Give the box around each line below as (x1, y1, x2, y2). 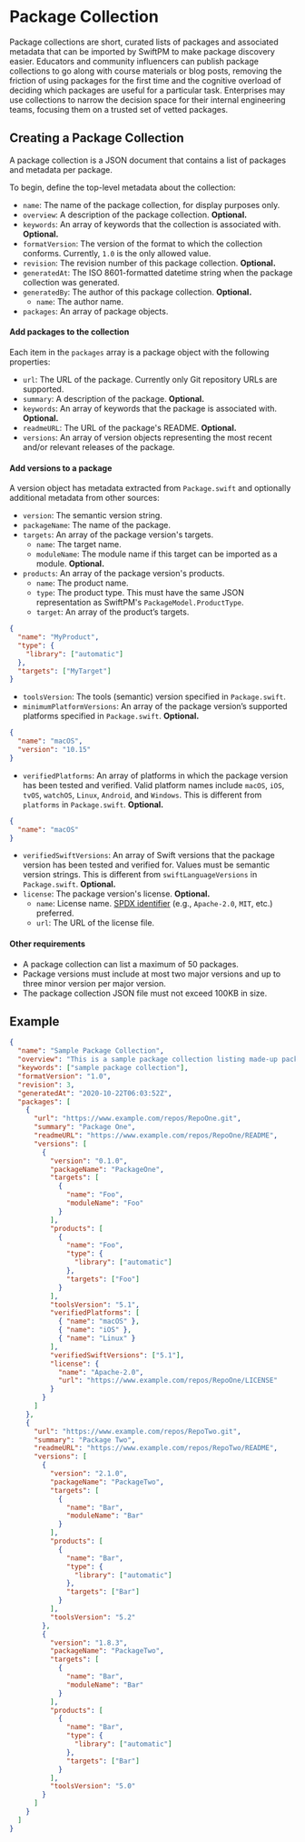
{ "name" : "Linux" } (57, 1334, 136, 1343)
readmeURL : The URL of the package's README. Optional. (22, 422, 238, 433)
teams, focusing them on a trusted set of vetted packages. (9, 104, 229, 115)
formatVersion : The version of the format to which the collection (22, 238, 263, 249)
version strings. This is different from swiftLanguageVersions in (22, 869, 258, 880)
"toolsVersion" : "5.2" (49, 1612, 136, 1622)
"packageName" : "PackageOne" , (49, 1165, 165, 1174)
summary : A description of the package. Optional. (22, 393, 205, 404)
